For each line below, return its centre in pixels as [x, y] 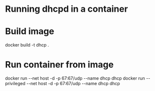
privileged [15, 84]
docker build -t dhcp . [27, 45]
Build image [30, 32]
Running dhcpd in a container [66, 9]
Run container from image [60, 65]
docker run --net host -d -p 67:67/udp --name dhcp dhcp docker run [75, 78]
